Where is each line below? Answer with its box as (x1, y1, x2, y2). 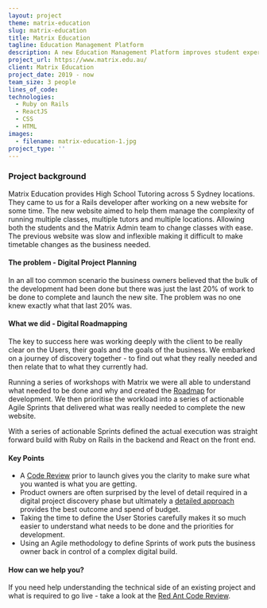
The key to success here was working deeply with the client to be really (8, 337, 243, 347)
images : (8, 130, 34, 137)
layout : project (8, 11, 62, 20)
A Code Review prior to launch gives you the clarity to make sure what (19, 471, 250, 481)
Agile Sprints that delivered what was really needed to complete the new (8, 403, 246, 412)
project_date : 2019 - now (8, 71, 94, 79)
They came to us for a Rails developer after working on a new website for (8, 197, 248, 207)
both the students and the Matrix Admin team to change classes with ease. (8, 223, 253, 232)
